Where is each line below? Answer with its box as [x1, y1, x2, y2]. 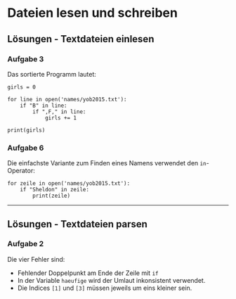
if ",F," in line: [32, 108, 86, 115]
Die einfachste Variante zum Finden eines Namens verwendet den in [7, 159, 206, 167]
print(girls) [7, 127, 46, 134]
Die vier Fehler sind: [7, 255, 65, 263]
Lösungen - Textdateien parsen [7, 218, 147, 230]
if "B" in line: [20, 102, 68, 109]
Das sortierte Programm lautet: [7, 70, 97, 78]
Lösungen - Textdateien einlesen [7, 33, 155, 45]
